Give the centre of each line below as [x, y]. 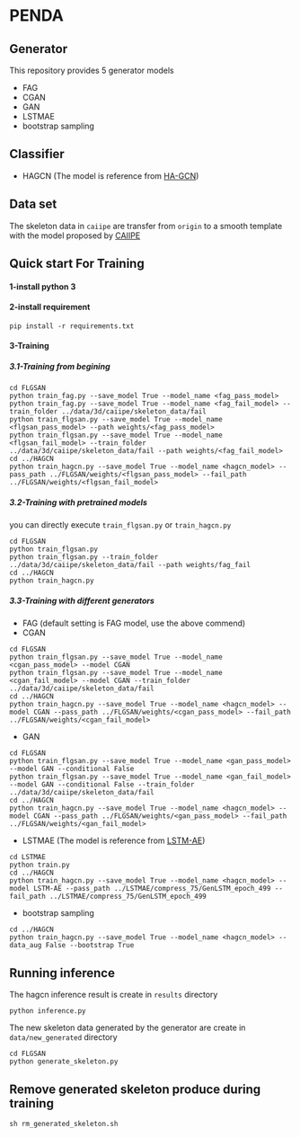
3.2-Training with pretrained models [79, 502]
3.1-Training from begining [60, 366]
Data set [33, 204]
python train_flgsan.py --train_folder [84, 557]
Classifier [37, 154]
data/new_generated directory [64, 1037]
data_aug [26, 946]
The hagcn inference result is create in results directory [114, 995]
